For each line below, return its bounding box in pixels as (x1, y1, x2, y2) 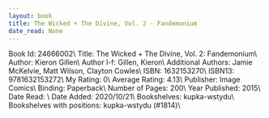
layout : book (8, 11, 53, 20)
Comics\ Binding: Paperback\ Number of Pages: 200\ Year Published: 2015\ (8, 83, 261, 93)
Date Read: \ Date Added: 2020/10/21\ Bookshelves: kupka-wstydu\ (8, 92, 235, 102)
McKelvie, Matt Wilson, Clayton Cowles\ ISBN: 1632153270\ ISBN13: (8, 66, 235, 76)
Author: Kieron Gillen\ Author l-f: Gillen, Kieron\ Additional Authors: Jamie (8, 57, 253, 67)
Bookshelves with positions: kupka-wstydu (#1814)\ (8, 100, 181, 110)
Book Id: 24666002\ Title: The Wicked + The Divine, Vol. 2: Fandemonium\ (8, 49, 258, 59)
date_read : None (8, 27, 63, 35)
